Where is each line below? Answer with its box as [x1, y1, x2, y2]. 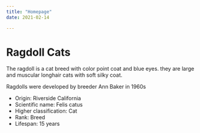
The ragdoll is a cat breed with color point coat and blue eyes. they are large [6, 65, 195, 72]
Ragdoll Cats [6, 46, 71, 59]
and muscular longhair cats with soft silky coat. [6, 71, 123, 78]
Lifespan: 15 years [14, 120, 60, 128]
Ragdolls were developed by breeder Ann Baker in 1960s [6, 83, 146, 90]
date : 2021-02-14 [6, 14, 50, 20]
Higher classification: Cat [14, 107, 78, 114]
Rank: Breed [14, 114, 46, 121]
